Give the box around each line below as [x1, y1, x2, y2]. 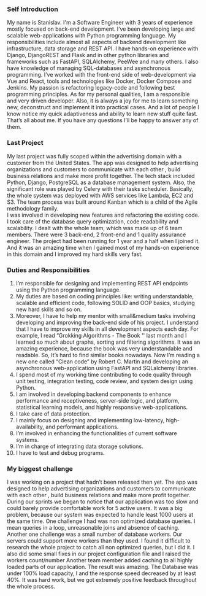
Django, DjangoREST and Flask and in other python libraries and [7, 52, 169, 59]
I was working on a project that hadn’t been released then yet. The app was [7, 478, 198, 486]
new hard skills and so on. [15, 306, 82, 313]
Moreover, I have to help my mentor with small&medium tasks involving [15, 312, 196, 319]
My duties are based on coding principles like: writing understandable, [15, 292, 194, 300]
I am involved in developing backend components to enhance [15, 390, 171, 398]
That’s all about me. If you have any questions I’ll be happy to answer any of [7, 117, 199, 124]
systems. [15, 436, 39, 443]
